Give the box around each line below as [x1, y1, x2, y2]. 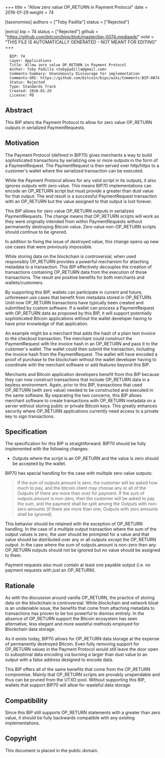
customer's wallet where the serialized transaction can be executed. [5, 168, 144, 173]
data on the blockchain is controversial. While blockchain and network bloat [5, 600, 159, 606]
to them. [5, 552, 22, 558]
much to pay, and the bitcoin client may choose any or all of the [17, 485, 146, 491]
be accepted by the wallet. [12, 461, 66, 466]
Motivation [5, 139, 39, 147]
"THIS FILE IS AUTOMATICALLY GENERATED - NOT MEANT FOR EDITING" [5, 39, 157, 45]
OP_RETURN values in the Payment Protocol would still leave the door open [5, 646, 159, 652]
